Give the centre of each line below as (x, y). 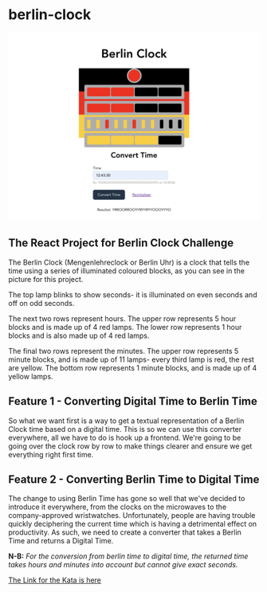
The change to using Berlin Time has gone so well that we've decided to (127, 499)
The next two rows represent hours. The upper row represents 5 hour (122, 318)
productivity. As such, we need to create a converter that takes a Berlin (125, 532)
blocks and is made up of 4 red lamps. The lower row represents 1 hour (125, 327)
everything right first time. (51, 454)
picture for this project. (46, 279)
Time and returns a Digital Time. (61, 541)
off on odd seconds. (41, 303)
